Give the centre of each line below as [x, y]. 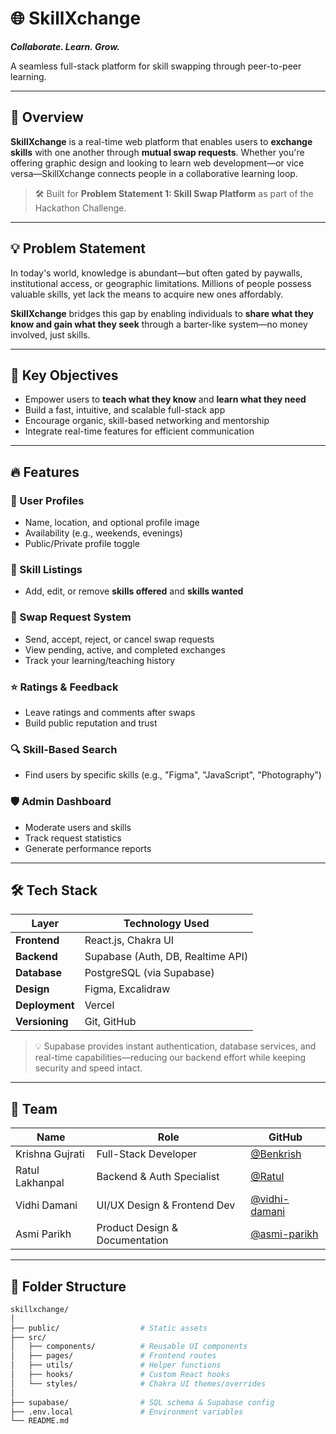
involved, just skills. [50, 334]
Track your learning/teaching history [100, 660]
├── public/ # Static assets [109, 1328]
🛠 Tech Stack [54, 890]
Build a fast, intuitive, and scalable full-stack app [125, 410]
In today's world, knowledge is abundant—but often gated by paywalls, [156, 273]
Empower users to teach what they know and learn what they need [165, 399]
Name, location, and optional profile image [112, 523]
